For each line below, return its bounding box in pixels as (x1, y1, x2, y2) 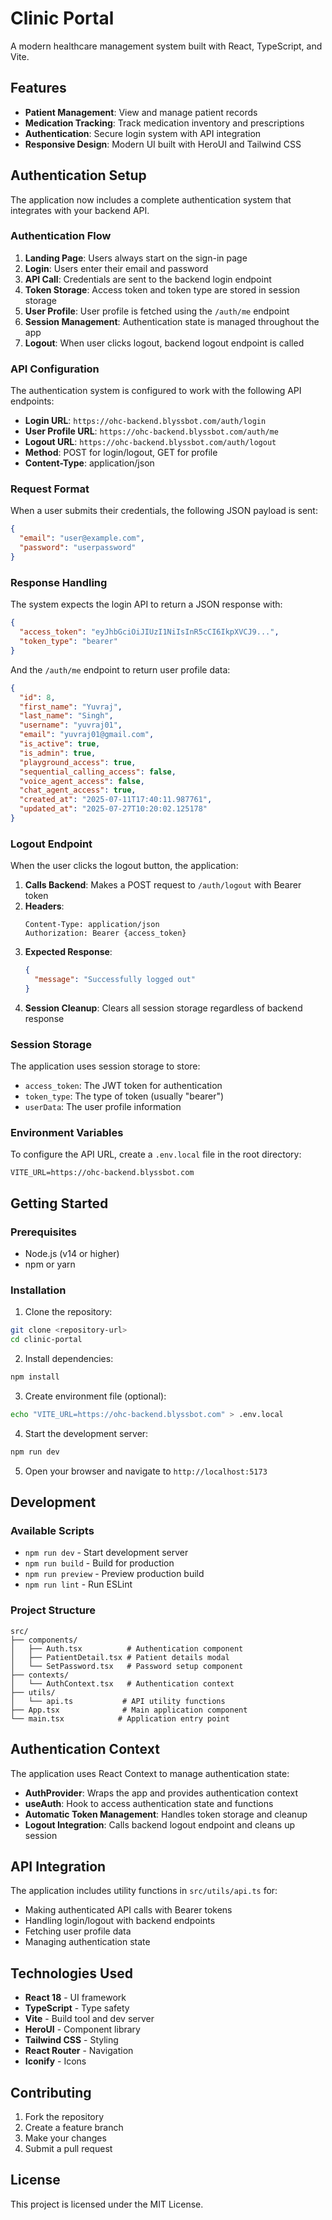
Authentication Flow (10, 229, 112, 243)
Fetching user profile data (24, 1925, 132, 1937)
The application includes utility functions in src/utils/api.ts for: (10, 1885, 278, 1897)
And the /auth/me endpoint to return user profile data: (10, 663, 231, 676)
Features (10, 80, 67, 97)
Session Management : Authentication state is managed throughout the (24, 315, 320, 327)
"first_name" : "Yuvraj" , (19, 702, 123, 712)
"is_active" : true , (19, 739, 101, 749)
